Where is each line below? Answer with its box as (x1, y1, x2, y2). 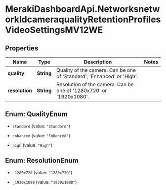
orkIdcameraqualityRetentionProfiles (5, 14, 161, 25)
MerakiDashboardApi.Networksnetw (5, 3, 160, 15)
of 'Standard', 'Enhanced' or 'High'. (56, 73, 138, 80)
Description (83, 59, 112, 65)
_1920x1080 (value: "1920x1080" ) (12, 179, 77, 185)
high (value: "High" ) (12, 142, 53, 148)
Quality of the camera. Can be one (56, 67, 136, 73)
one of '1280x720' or (56, 87, 107, 94)
